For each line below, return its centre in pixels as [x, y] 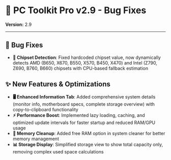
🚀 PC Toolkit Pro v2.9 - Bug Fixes [76, 10]
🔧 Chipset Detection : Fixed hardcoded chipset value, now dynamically [87, 57]
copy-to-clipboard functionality [46, 109]
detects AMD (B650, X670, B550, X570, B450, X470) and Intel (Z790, [85, 62]
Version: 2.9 [19, 24]
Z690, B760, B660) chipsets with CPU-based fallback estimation [80, 68]
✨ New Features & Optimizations [58, 84]
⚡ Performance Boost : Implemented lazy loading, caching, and [79, 115]
